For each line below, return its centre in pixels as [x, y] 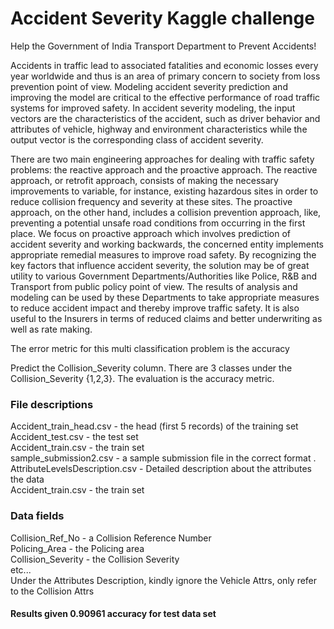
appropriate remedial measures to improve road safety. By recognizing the [163, 254]
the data [27, 479]
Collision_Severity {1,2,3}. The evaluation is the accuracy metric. [142, 378]
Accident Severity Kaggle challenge [162, 18]
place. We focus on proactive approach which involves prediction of [151, 233]
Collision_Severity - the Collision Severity [95, 559]
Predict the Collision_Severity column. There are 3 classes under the [151, 368]
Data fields [37, 516]
